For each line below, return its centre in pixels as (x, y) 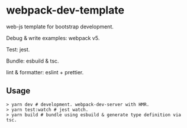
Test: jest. (18, 49)
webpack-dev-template (65, 10)
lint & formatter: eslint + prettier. (45, 72)
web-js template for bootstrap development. (60, 27)
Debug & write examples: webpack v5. (53, 38)
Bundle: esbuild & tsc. (33, 61)
